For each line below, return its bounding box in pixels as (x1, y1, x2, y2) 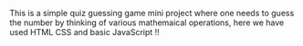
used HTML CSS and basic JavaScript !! (9, 27, 160, 37)
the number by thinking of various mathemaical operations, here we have (9, 17, 285, 28)
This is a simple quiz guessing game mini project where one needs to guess (9, 8, 295, 18)
